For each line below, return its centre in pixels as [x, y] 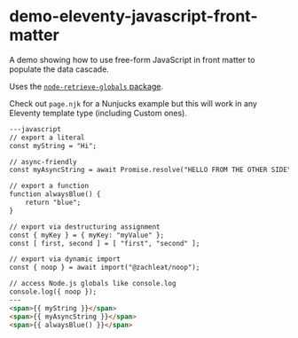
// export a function [49, 186]
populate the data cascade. [59, 69]
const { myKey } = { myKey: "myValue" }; [87, 235]
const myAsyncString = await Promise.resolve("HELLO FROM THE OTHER [138, 170]
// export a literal [47, 138]
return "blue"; [53, 203]
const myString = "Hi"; [53, 145]
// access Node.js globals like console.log [93, 284]
